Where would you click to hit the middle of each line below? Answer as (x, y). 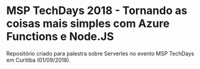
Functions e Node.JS (60, 37)
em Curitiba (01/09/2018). (39, 60)
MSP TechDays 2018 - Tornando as (97, 11)
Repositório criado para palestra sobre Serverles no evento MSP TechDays (100, 53)
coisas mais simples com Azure (88, 24)
